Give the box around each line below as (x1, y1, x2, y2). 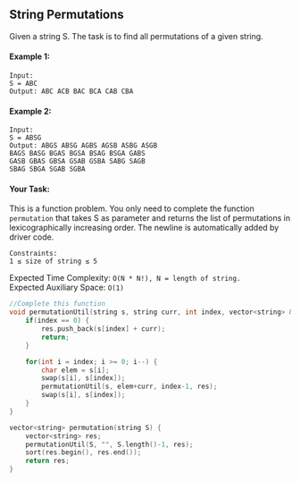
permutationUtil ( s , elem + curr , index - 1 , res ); (41, 382, 218, 392)
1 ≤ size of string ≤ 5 (9, 257, 98, 266)
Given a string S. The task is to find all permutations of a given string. (9, 30, 263, 41)
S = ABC (9, 80, 38, 89)
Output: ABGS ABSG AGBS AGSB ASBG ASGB (9, 141, 158, 150)
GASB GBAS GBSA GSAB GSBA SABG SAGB (9, 156, 146, 166)
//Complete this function (9, 300, 105, 309)
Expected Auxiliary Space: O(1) (9, 282, 125, 293)
